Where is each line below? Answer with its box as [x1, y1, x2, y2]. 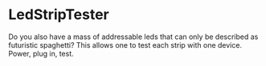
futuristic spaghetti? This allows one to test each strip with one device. [8, 40, 243, 49]
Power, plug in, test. [8, 49, 74, 58]
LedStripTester [8, 6, 110, 24]
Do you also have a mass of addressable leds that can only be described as [8, 32, 259, 41]
